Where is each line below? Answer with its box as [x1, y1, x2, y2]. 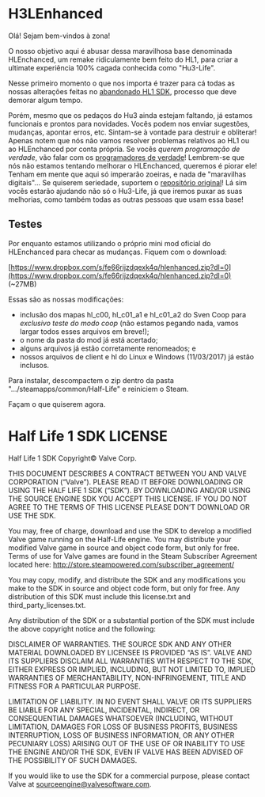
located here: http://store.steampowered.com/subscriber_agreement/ [8, 560, 235, 569]
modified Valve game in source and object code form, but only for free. [8, 543, 240, 552]
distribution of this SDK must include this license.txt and [8, 591, 191, 602]
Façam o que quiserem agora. [8, 399, 106, 408]
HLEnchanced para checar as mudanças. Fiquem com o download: [8, 247, 227, 256]
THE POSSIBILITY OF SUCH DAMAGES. [8, 755, 138, 765]
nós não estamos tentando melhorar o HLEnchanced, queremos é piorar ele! [8, 161, 258, 170]
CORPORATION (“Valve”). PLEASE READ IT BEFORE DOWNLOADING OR [8, 476, 244, 487]
